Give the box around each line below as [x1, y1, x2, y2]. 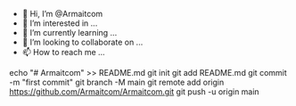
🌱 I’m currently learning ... [21, 28, 118, 37]
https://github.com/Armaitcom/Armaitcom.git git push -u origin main [9, 86, 260, 97]
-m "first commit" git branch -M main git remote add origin [9, 77, 225, 87]
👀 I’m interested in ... [21, 18, 98, 29]
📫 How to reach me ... [21, 47, 105, 57]
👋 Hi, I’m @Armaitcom [21, 9, 103, 19]
